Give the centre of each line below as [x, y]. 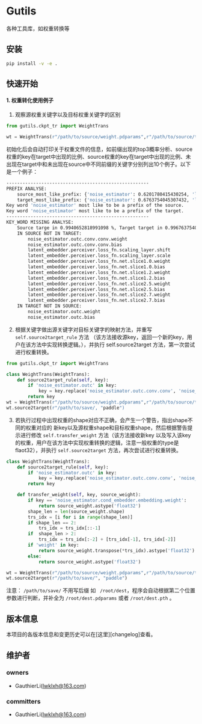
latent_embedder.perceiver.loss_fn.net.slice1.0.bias [96, 267]
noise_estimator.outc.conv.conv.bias [75, 245]
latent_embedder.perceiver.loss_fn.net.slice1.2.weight [99, 272]
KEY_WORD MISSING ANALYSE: [40, 222]
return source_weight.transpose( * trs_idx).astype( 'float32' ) [117, 551]
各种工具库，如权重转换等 [38, 28]
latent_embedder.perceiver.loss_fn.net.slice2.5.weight [99, 284]
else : [35, 556]
